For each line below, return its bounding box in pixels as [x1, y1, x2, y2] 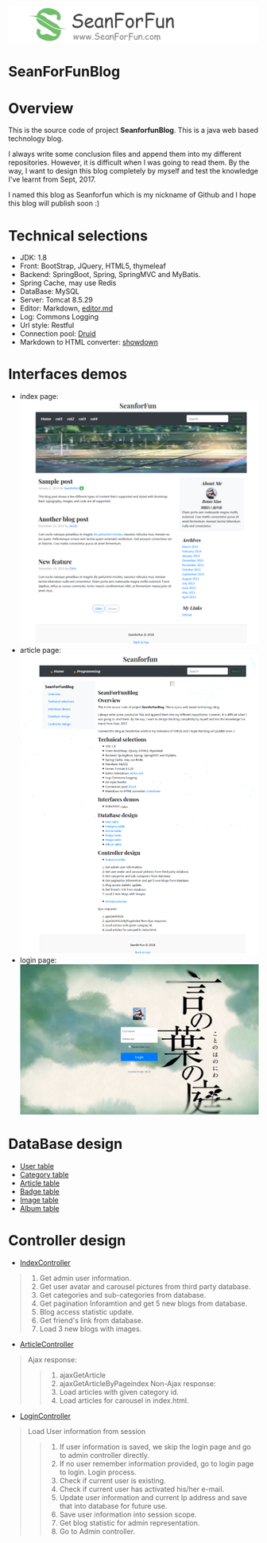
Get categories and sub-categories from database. [39, 1291, 207, 1300]
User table [19, 1162, 54, 1171]
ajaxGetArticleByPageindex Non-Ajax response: [59, 1379, 216, 1389]
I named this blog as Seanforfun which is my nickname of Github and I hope [8, 190, 257, 200]
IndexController [19, 1258, 72, 1268]
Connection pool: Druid [19, 329, 97, 338]
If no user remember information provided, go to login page [59, 1459, 254, 1469]
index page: [19, 392, 59, 401]
